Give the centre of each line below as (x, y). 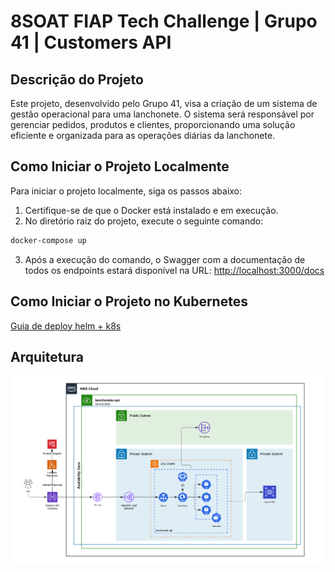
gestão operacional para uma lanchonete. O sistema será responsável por (162, 114)
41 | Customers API (91, 42)
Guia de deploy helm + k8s (66, 326)
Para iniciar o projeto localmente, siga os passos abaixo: (126, 191)
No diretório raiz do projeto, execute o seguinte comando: (144, 221)
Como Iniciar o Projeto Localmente (120, 166)
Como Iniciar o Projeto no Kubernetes (129, 301)
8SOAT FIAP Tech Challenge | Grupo (164, 21)
